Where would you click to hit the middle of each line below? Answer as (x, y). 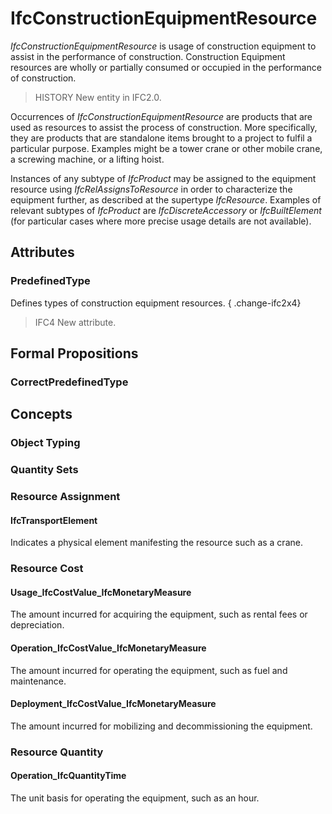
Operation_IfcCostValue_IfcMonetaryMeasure (108, 648)
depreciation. (37, 625)
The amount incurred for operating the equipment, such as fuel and (149, 670)
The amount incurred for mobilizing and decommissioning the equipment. (161, 726)
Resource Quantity (57, 752)
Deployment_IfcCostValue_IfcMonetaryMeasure (113, 704)
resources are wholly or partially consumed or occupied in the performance (166, 67)
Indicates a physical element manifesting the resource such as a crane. (156, 543)
